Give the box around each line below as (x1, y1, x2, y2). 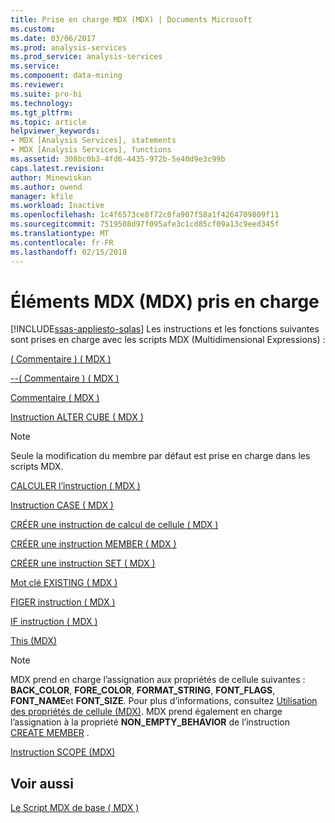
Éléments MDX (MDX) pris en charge (10, 290, 320, 313)
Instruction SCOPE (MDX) (10, 746, 116, 758)
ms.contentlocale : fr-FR (10, 237, 114, 248)
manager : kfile (10, 191, 74, 201)
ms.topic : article (10, 117, 87, 127)
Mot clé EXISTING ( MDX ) (10, 577, 118, 589)
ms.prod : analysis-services (10, 42, 128, 53)
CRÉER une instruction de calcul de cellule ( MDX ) (10, 519, 219, 531)
